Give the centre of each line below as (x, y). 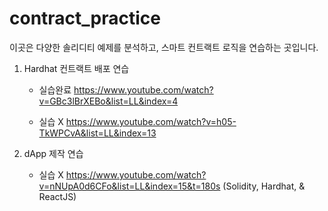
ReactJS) (57, 196)
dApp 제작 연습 (53, 153)
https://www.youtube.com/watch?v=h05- (151, 121)
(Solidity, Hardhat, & (264, 186)
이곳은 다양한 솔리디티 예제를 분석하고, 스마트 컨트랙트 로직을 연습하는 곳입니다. (164, 47)
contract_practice (85, 18)
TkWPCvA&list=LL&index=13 (97, 133)
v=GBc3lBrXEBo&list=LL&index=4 (108, 101)
